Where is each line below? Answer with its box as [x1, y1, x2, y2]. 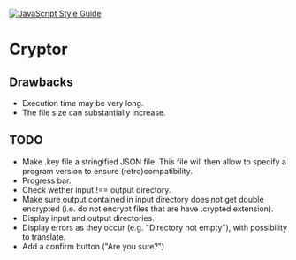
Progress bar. [21, 175, 72, 186]
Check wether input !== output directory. [21, 184, 171, 195]
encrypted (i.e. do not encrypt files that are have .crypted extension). [21, 203, 274, 214]
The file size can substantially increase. [21, 107, 166, 118]
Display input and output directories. [21, 212, 155, 223]
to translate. [21, 231, 66, 242]
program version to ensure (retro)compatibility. [21, 165, 193, 176]
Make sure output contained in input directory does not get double [21, 194, 264, 204]
